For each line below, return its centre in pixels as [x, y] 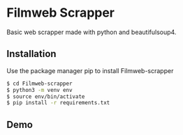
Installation [31, 54]
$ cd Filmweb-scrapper [39, 84]
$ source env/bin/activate [46, 96]
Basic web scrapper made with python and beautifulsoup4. [91, 32]
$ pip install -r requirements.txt [58, 103]
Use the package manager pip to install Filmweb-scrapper [90, 70]
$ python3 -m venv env [39, 90]
